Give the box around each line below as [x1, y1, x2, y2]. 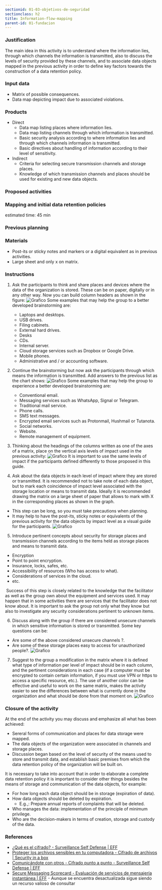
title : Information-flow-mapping [5, 16, 73, 21]
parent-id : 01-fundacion [5, 20, 55, 26]
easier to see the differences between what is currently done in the [12, 687, 146, 693]
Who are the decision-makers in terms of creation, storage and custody [12, 816, 155, 822]
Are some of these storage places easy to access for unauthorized [12, 642, 145, 648]
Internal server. [19, 343, 50, 348]
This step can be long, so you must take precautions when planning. [12, 508, 148, 514]
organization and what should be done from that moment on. [12, 693, 133, 699]
